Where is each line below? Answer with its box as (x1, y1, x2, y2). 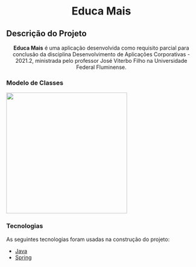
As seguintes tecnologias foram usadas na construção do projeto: (6, 236, 170, 243)
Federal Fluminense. (76, 63, 127, 71)
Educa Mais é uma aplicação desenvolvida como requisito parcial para (13, 44, 189, 51)
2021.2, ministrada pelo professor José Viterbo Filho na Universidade (15, 57, 188, 64)
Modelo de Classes (6, 79, 63, 87)
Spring (14, 254, 32, 261)
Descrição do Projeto (6, 28, 87, 39)
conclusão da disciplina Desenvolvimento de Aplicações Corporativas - (13, 51, 190, 58)
